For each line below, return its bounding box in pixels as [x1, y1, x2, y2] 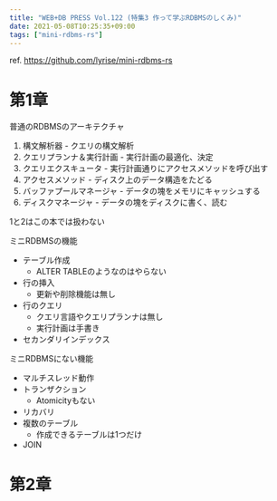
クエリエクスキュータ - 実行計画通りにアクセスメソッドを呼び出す [22, 163, 269, 174]
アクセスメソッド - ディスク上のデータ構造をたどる [22, 174, 213, 186]
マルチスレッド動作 [22, 372, 95, 383]
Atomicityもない [35, 395, 96, 406]
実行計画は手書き [35, 323, 100, 333]
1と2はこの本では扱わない [9, 217, 106, 227]
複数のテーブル [22, 418, 79, 429]
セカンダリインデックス [22, 334, 110, 345]
